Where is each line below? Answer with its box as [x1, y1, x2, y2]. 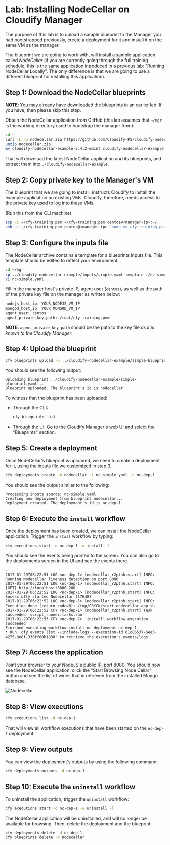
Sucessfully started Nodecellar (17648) [5, 594, 92, 599]
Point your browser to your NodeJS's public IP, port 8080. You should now [5, 661, 161, 668]
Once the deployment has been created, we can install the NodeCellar [5, 528, 152, 534]
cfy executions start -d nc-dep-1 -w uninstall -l [5, 806, 114, 811]
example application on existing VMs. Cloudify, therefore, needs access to [5, 195, 160, 201]
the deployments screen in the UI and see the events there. [5, 558, 129, 564]
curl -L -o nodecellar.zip [5, 137, 62, 142]
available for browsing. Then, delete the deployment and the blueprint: [5, 820, 152, 827]
